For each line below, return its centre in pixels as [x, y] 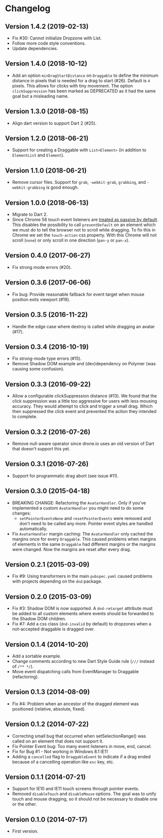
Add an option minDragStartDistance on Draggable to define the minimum [85, 75]
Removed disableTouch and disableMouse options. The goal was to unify [84, 794]
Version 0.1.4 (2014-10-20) [47, 644]
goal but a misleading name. [40, 96]
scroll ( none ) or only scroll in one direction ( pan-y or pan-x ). [71, 240]
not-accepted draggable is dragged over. [53, 629]
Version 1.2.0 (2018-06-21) [47, 138]
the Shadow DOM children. [39, 619]
